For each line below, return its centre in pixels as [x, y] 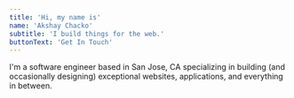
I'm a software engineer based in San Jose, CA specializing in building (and [147, 67]
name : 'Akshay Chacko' [51, 26]
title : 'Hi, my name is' [55, 17]
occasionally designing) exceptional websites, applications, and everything [147, 77]
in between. [31, 86]
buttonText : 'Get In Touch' [61, 42]
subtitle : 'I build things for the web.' [87, 34]
